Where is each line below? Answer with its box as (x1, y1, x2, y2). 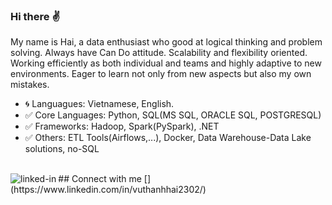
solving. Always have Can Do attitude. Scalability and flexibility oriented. (10, 47, 308, 59)
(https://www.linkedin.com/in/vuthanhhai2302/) (10, 184, 207, 196)
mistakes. (10, 79, 50, 91)
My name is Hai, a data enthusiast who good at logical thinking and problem (10, 36, 323, 48)
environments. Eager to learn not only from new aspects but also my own (10, 68, 312, 80)
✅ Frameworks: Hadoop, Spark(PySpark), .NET (24, 120, 220, 133)
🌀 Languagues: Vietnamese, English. (24, 98, 175, 110)
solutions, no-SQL (24, 143, 100, 155)
